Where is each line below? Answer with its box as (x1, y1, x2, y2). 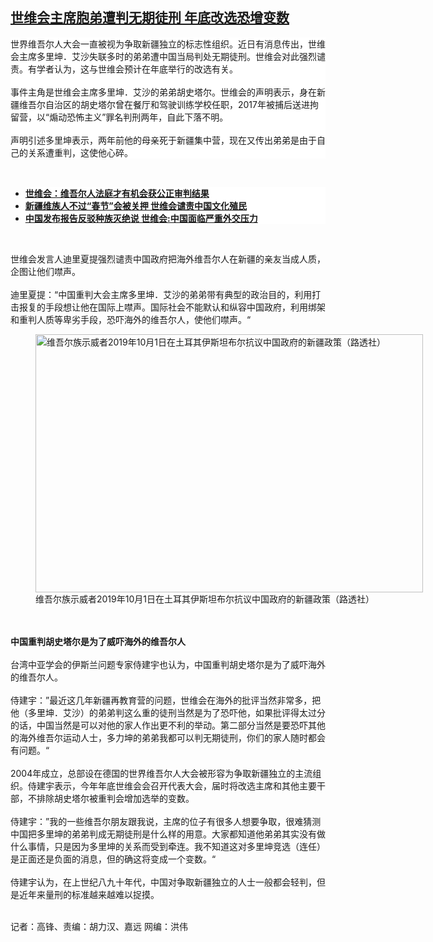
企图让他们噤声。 (10, 265, 81, 277)
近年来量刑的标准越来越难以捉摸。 (18, 888, 160, 900)
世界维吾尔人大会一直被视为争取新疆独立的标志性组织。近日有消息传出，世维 (10, 38, 326, 50)
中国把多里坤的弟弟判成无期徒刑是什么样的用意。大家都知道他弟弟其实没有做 (10, 828, 326, 840)
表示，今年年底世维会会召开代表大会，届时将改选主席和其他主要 (53, 779, 317, 792)
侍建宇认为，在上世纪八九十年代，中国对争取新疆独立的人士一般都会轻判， (10, 876, 317, 888)
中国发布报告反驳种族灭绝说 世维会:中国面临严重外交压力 (24, 212, 258, 224)
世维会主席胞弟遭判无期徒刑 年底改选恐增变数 (10, 9, 290, 27)
